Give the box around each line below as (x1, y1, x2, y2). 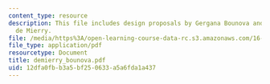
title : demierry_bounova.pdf (8, 57, 106, 65)
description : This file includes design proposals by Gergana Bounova (8, 19, 250, 27)
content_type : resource (8, 11, 88, 20)
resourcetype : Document (8, 49, 88, 57)
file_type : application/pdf (8, 42, 103, 50)
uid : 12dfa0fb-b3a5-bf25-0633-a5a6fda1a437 (8, 64, 157, 72)
